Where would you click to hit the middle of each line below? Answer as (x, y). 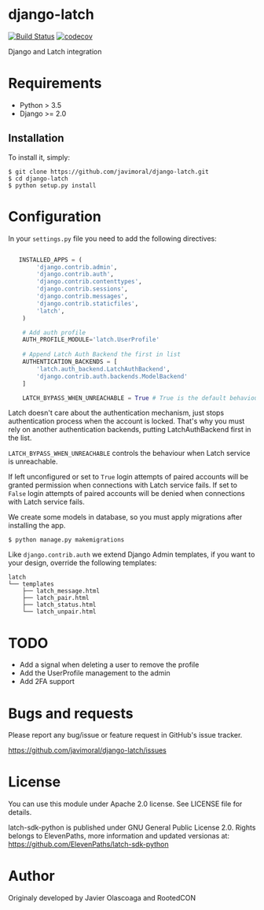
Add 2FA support (47, 682)
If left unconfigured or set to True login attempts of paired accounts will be (128, 477)
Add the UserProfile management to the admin (95, 673)
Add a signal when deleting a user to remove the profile (109, 665)
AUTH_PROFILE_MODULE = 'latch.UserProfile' (91, 340)
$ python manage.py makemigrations (66, 540)
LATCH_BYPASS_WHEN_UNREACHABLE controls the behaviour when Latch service (129, 453)
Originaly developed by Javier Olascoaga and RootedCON (102, 898)
